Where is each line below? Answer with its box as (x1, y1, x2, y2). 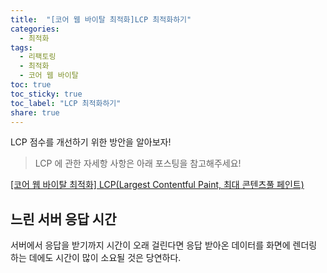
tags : (10, 42, 33, 53)
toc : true (10, 80, 52, 90)
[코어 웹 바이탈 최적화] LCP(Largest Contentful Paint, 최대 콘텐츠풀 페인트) (10, 179, 305, 191)
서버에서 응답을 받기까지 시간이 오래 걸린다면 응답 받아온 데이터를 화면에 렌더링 (10, 239, 318, 251)
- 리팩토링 (19, 52, 57, 62)
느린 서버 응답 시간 (10, 211, 117, 228)
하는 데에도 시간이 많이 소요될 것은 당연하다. (10, 252, 182, 264)
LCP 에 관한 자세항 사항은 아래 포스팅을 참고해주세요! (34, 157, 242, 170)
